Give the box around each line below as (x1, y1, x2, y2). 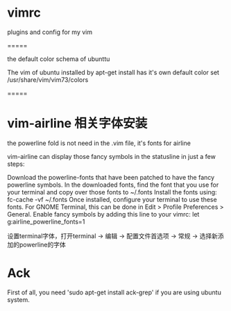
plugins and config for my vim (7, 28, 92, 36)
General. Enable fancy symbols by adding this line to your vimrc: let (7, 210, 200, 218)
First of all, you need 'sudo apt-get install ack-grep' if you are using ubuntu (7, 288, 222, 296)
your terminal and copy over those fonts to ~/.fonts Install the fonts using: (7, 187, 217, 196)
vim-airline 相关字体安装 (7, 116, 148, 131)
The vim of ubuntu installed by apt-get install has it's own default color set (7, 68, 220, 76)
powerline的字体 (19, 240, 66, 249)
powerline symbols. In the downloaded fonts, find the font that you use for (7, 180, 219, 189)
